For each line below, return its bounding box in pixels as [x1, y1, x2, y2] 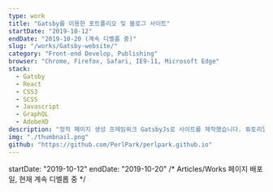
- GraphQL [15, 111, 49, 119]
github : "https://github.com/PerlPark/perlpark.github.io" [8, 140, 213, 149]
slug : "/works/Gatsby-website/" [8, 42, 118, 50]
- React [15, 80, 42, 88]
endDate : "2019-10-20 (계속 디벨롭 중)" [8, 34, 136, 43]
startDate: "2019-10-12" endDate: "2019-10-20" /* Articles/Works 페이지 [8, 164, 249, 173]
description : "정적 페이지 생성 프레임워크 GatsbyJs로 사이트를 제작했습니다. [8, 125, 242, 133]
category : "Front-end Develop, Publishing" [8, 50, 158, 58]
